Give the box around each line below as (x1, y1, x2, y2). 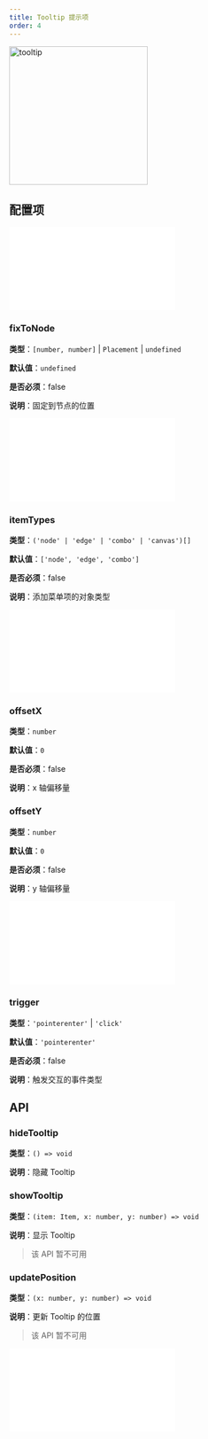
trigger (9, 996, 40, 1008)
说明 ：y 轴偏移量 (9, 883, 71, 893)
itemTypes (9, 513, 56, 525)
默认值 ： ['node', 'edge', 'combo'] (9, 553, 140, 564)
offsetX (9, 704, 42, 717)
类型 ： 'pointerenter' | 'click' (9, 1017, 123, 1028)
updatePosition (9, 1271, 77, 1283)
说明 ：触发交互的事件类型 (9, 1074, 103, 1085)
